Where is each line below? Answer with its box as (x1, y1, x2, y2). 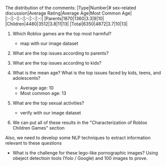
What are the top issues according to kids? (12, 60, 102, 66)
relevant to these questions (5, 140, 62, 146)
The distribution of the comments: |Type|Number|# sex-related (5, 5, 136, 11)
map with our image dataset (20, 40, 79, 46)
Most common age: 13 (20, 90, 67, 96)
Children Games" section (12, 125, 65, 131)
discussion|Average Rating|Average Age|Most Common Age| (5, 10, 132, 16)
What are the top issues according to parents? (12, 50, 109, 56)
